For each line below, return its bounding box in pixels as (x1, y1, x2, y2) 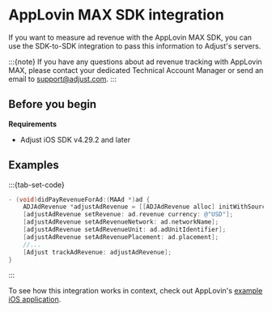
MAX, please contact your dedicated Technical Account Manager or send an (8, 65, 264, 75)
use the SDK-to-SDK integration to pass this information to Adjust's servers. (8, 41, 261, 50)
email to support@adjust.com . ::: (8, 74, 117, 83)
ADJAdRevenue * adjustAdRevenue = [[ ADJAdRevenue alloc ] (23, 203, 216, 212)
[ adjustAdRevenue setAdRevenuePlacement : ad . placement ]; (23, 233, 219, 241)
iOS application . (8, 294, 62, 305)
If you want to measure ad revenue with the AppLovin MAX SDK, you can (8, 32, 253, 42)
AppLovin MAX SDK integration (8, 6, 224, 24)
